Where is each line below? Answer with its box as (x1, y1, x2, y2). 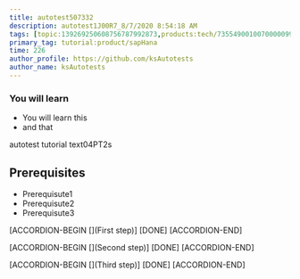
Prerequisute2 (21, 198, 75, 209)
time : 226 (9, 46, 46, 55)
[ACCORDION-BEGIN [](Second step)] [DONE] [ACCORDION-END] (9, 242, 254, 252)
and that (21, 122, 54, 133)
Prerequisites (9, 165, 86, 180)
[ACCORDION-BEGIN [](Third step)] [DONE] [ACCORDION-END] (9, 259, 246, 270)
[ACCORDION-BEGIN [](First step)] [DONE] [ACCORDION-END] (9, 225, 243, 235)
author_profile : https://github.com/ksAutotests (9, 54, 194, 63)
